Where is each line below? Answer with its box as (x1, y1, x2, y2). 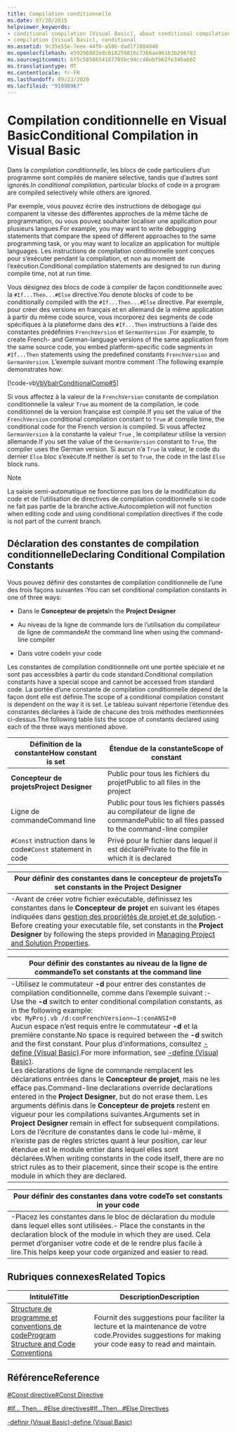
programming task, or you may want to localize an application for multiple (7, 239, 220, 248)
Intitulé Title (29, 1291, 69, 1301)
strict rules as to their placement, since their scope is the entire (11, 1163, 218, 1172)
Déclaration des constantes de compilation (7, 537, 199, 549)
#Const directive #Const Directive (7, 1390, 104, 1398)
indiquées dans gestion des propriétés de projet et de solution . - (11, 912, 222, 921)
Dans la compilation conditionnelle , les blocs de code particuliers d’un (7, 166, 210, 175)
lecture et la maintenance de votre (93, 1321, 207, 1331)
